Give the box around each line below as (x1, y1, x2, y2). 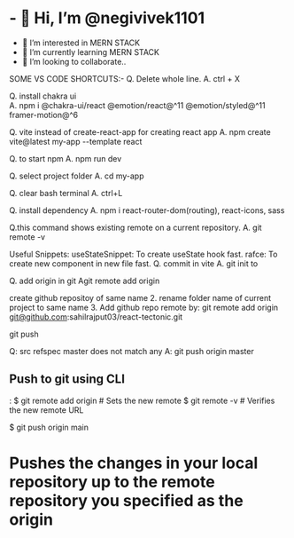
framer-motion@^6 (9, 109, 78, 120)
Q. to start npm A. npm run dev (9, 153, 122, 163)
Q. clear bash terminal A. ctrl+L (9, 187, 123, 198)
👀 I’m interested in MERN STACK (21, 37, 140, 48)
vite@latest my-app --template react (9, 136, 143, 146)
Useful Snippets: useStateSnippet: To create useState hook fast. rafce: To (9, 249, 278, 259)
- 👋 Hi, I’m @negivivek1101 (9, 8, 205, 28)
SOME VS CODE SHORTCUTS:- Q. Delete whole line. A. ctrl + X (9, 73, 241, 83)
